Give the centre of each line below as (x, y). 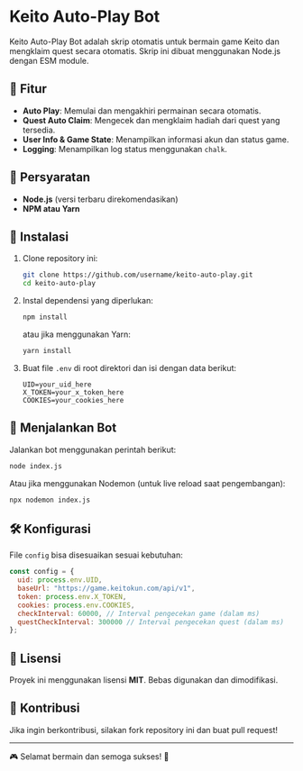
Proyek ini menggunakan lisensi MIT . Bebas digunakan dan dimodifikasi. (144, 680)
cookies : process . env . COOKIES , (76, 605)
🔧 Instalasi (39, 236)
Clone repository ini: (60, 259)
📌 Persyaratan (50, 177)
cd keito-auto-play (59, 284)
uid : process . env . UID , (60, 580)
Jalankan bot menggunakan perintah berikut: (93, 449)
